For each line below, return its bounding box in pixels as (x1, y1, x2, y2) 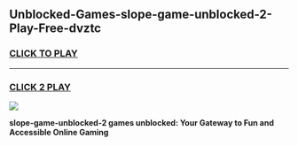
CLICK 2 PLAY (9, 81, 71, 93)
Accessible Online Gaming (9, 127, 109, 137)
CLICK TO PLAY (9, 48, 78, 60)
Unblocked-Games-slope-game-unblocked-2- (9, 7, 273, 22)
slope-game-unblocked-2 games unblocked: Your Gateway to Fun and (9, 117, 275, 127)
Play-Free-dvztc (9, 21, 102, 36)
